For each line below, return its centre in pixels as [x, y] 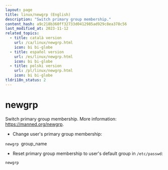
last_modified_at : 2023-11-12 [37, 29]
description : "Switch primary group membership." [58, 19]
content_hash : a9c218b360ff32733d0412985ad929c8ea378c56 [66, 24]
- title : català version [36, 38]
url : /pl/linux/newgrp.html [44, 71]
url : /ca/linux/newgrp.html [44, 43]
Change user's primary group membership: [57, 134]
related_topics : [22, 33]
